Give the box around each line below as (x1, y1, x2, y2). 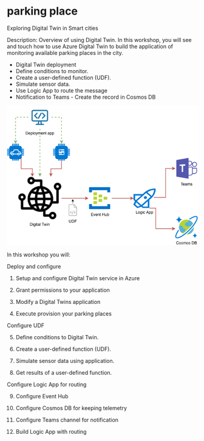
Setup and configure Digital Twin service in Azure (15, 274, 140, 281)
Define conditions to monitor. (15, 67, 89, 74)
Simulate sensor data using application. (15, 357, 115, 364)
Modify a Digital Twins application (15, 298, 101, 305)
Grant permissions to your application (15, 286, 110, 294)
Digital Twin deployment (15, 61, 76, 68)
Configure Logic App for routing (7, 381, 87, 388)
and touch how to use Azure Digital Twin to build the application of (7, 43, 174, 50)
